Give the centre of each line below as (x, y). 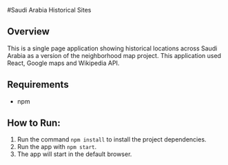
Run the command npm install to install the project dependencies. (112, 139)
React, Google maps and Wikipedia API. (63, 63)
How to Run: (34, 123)
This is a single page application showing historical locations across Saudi (112, 48)
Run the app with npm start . (57, 147)
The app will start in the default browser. (74, 154)
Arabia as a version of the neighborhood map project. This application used (114, 55)
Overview (29, 31)
